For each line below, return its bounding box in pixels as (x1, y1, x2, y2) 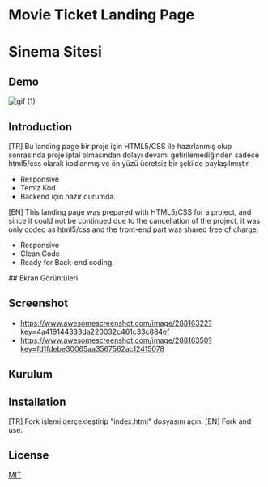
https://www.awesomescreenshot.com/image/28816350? (19, 335, 213, 345)
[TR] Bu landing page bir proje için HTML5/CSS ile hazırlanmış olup (8, 142, 232, 151)
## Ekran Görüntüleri (8, 273, 79, 283)
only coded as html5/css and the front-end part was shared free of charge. (8, 224, 259, 234)
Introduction (8, 120, 73, 134)
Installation (8, 395, 66, 408)
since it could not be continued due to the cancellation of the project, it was (8, 216, 261, 225)
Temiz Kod (19, 183, 57, 192)
